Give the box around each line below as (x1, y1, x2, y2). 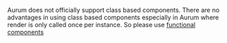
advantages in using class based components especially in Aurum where (7, 13, 219, 21)
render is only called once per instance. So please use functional (7, 21, 196, 28)
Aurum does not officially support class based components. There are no (7, 6, 220, 14)
